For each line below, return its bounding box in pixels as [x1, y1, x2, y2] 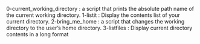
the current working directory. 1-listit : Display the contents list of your [6, 11, 180, 19]
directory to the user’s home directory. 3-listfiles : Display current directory [6, 24, 193, 31]
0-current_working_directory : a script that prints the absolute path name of [6, 5, 195, 12]
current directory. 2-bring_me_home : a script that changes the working [6, 18, 185, 25]
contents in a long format [6, 31, 69, 38]
